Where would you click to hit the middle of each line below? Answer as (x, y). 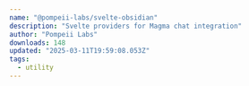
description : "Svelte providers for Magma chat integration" (126, 26)
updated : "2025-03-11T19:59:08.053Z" (80, 51)
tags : (19, 59)
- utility (35, 68)
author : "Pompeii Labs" (54, 34)
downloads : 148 (38, 43)
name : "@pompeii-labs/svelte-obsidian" (84, 17)
